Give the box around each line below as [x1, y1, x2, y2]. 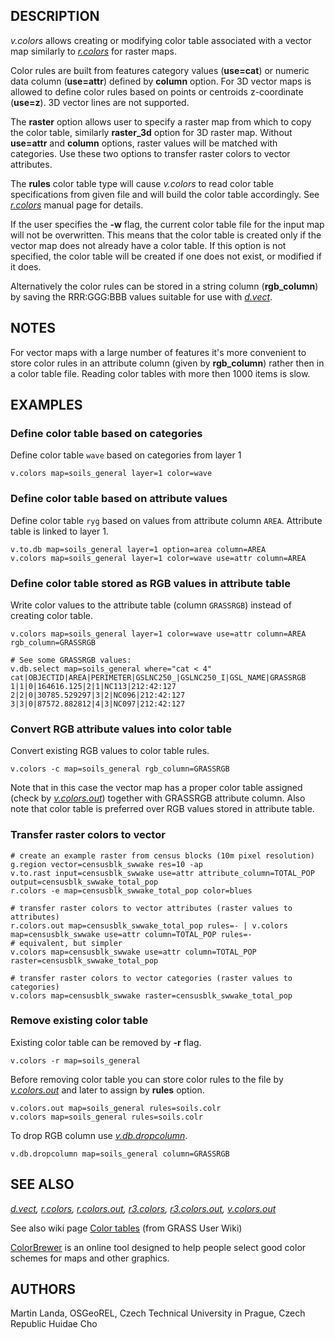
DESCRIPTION [10, 8, 100, 25]
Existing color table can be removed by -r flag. [10, 1036, 202, 1048]
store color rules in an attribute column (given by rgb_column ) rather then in [10, 357, 325, 369]
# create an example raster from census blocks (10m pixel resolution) [10, 850, 315, 861]
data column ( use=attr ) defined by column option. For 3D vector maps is [10, 75, 312, 87]
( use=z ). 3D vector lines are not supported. [10, 96, 190, 108]
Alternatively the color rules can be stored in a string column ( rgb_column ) [10, 280, 319, 292]
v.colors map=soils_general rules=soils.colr [10, 1112, 203, 1122]
